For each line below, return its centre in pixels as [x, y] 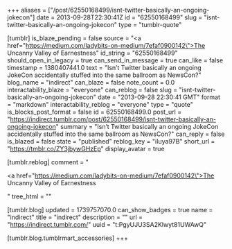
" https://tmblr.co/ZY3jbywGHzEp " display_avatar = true [86, 149]
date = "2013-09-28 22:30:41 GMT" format [159, 97]
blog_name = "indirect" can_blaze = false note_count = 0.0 [91, 82]
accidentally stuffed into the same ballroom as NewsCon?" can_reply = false [116, 134]
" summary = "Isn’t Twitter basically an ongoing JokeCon [137, 127]
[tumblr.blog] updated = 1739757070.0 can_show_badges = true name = [110, 210]
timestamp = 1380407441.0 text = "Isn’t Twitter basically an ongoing [105, 68]
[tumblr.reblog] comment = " [48, 162]
